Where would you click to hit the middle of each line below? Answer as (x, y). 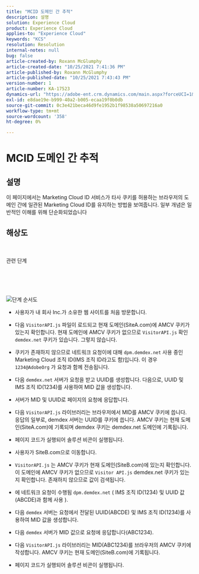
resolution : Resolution (36, 45)
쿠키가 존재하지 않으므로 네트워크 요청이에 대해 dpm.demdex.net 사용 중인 (99, 352)
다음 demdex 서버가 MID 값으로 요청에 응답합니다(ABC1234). (84, 532)
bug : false (20, 56)
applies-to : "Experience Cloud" (46, 34)
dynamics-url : (24, 94)
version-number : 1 (29, 84)
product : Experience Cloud (39, 28)
